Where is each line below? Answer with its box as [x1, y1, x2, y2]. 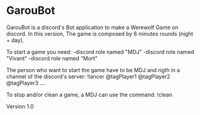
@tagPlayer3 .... [6, 79, 47, 87]
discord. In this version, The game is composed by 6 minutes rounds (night [6, 30, 193, 37]
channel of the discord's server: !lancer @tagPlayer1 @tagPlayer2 [6, 73, 170, 80]
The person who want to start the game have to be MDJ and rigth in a [6, 66, 181, 73]
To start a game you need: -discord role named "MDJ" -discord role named [6, 48, 195, 55]
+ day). [6, 36, 24, 44]
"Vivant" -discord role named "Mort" [6, 54, 98, 62]
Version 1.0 [6, 102, 34, 110]
